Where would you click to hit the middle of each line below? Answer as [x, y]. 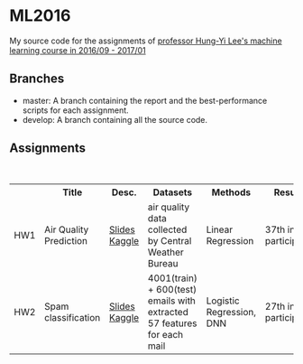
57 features [172, 323]
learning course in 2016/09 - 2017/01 [78, 50]
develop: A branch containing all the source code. [115, 119]
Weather [166, 252]
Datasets [173, 192]
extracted [168, 312]
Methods [231, 192]
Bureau [163, 263]
